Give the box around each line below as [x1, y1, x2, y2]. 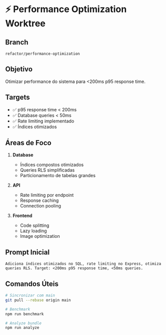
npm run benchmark [5, 311, 44, 316]
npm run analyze [5, 325, 39, 330]
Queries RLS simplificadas [20, 167, 75, 173]
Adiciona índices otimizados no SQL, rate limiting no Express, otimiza [5, 261, 161, 267]
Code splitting [20, 223, 49, 229]
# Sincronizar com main [5, 293, 56, 298]
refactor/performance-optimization [5, 51, 80, 56]
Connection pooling [20, 203, 62, 209]
